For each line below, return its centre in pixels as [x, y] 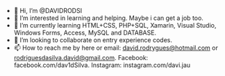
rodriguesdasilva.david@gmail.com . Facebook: [81, 58]
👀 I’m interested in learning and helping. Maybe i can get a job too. [108, 18]
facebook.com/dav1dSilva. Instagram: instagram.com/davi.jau [102, 65]
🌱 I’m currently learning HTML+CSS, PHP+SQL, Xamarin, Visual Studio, [115, 25]
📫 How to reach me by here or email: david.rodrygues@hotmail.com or [116, 48]
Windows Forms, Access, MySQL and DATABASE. [85, 32]
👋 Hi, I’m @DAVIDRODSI [48, 11]
